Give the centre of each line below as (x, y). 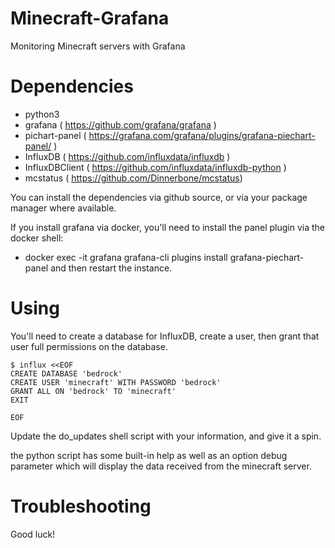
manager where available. (63, 208)
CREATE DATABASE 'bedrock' (66, 373)
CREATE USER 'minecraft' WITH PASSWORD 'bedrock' (116, 382)
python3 (42, 114)
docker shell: (37, 238)
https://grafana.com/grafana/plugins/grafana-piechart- (202, 135)
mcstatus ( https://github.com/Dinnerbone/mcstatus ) (133, 178)
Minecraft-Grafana (90, 18)
